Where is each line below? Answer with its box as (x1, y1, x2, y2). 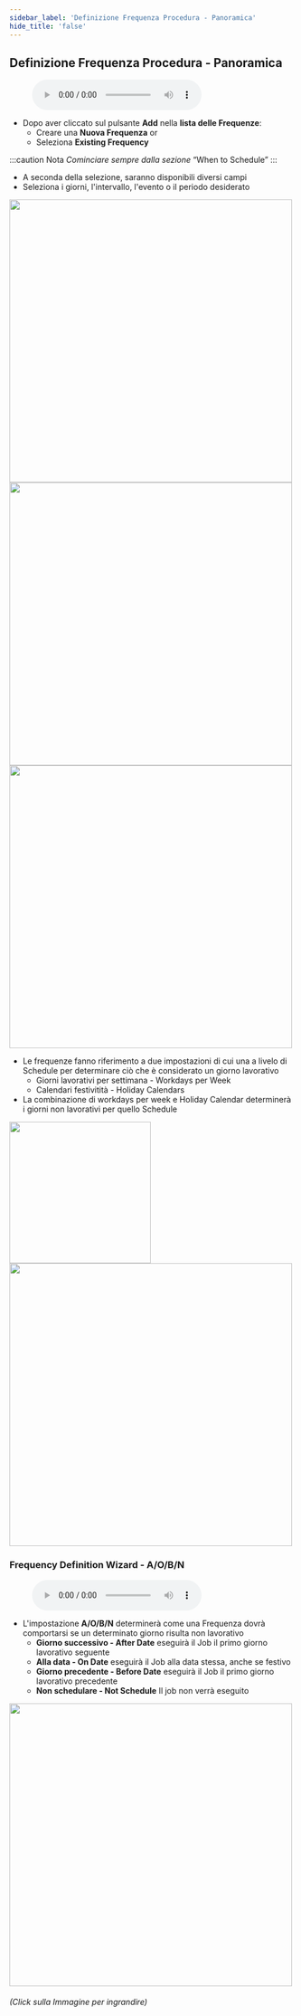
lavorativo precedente (35, 1676, 118, 1686)
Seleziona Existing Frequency (35, 137, 149, 148)
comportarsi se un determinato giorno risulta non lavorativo (22, 1627, 244, 1639)
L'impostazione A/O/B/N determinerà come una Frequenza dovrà (22, 1618, 266, 1629)
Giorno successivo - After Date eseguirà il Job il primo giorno (35, 1637, 268, 1648)
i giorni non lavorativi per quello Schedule (22, 1104, 178, 1114)
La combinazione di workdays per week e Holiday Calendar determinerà (22, 1094, 292, 1105)
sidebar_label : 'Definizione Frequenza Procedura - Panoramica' (9, 13, 257, 23)
